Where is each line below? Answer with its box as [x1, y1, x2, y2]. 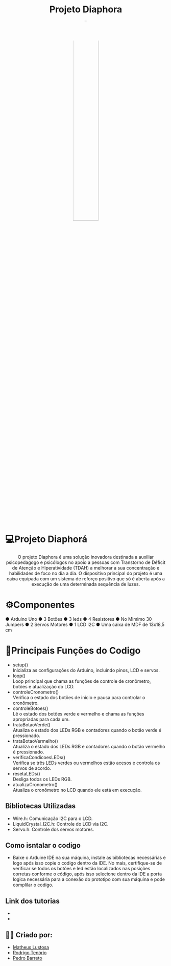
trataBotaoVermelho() [12, 738, 59, 744]
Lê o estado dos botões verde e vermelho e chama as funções [12, 710, 144, 717]
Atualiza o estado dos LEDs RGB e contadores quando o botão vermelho [12, 743, 165, 749]
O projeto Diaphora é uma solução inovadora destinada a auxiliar [17, 554, 154, 560]
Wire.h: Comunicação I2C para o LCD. [12, 815, 93, 822]
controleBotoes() [12, 705, 48, 711]
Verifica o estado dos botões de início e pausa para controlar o [12, 694, 145, 700]
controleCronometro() [12, 689, 59, 695]
